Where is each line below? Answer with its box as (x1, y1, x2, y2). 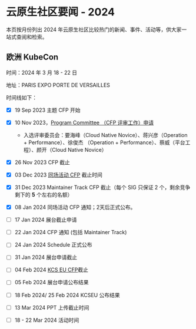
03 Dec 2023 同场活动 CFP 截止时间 (14, 171, 103, 178)
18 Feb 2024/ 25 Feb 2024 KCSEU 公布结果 (14, 291, 120, 298)
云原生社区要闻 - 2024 (6, 5, 115, 19)
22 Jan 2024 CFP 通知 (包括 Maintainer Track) (14, 229, 127, 236)
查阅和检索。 (16, 33, 48, 40)
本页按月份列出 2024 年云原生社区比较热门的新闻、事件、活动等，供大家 (6, 26, 182, 33)
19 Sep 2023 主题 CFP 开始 (14, 107, 81, 114)
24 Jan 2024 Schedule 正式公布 (14, 241, 92, 248)
